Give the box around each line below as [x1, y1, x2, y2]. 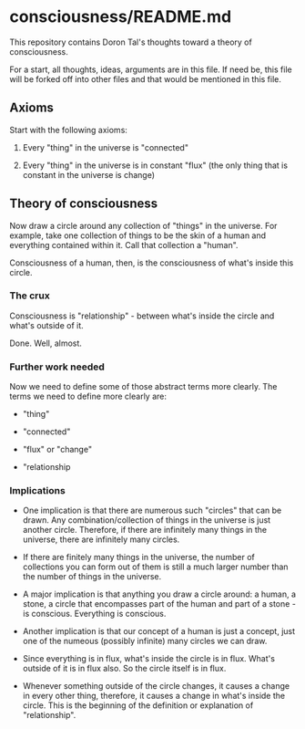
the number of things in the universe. [22, 571, 162, 582]
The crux [9, 289, 50, 302]
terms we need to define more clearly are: [9, 391, 167, 402]
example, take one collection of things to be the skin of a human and [9, 230, 267, 241]
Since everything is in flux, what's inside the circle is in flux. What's [22, 653, 276, 664]
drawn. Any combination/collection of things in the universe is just [22, 515, 271, 526]
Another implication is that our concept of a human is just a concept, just [22, 626, 296, 637]
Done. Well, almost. [9, 338, 82, 349]
